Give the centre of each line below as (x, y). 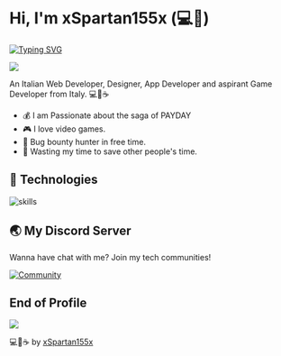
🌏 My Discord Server (71, 231)
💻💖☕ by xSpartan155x (51, 342)
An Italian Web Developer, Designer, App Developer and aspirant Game (141, 84)
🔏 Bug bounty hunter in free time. (84, 141)
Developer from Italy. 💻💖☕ (59, 94)
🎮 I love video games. (64, 129)
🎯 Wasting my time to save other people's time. (110, 151)
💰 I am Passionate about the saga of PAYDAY (107, 115)
